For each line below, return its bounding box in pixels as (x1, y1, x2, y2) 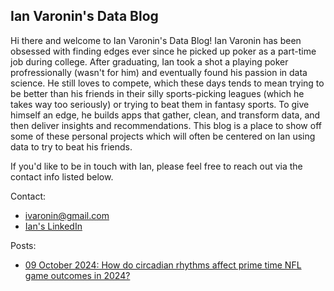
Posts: (10, 239, 37, 251)
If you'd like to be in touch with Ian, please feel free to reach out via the (10, 160, 303, 172)
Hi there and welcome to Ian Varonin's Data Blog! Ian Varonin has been (10, 34, 302, 46)
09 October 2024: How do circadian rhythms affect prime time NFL (24, 259, 302, 271)
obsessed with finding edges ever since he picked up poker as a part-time (10, 45, 317, 57)
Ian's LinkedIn (24, 220, 83, 232)
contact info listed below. (10, 170, 114, 183)
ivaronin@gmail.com (24, 209, 110, 221)
